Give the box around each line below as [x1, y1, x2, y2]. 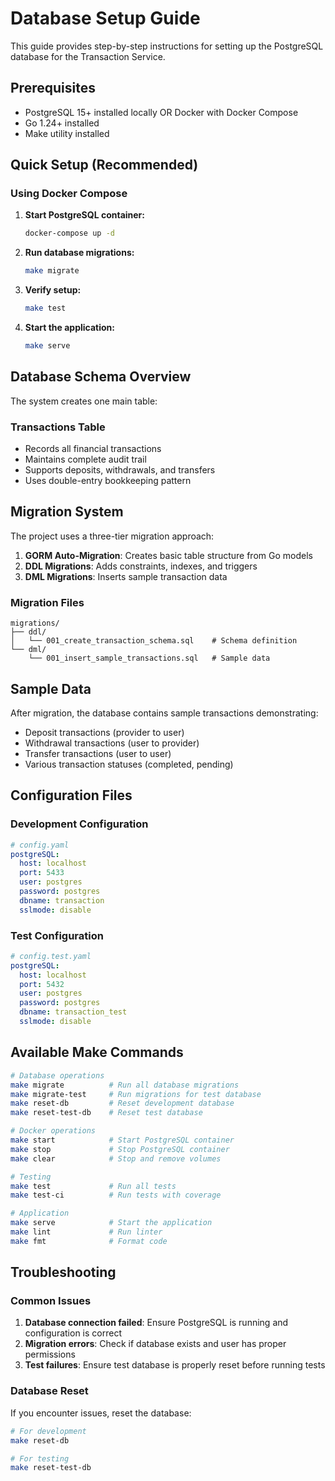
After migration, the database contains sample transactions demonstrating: [10, 707, 319, 719]
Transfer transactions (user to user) [24, 747, 172, 759]
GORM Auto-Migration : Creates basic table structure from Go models [24, 549, 313, 561]
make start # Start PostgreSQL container [10, 1135, 235, 1146]
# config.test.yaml [10, 951, 92, 961]
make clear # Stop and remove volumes [10, 1153, 222, 1164]
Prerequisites [10, 80, 96, 97]
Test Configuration [10, 928, 104, 942]
